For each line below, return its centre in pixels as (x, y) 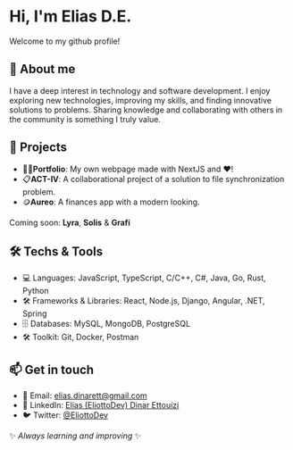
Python (35, 291)
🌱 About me (42, 69)
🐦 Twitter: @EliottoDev (65, 415)
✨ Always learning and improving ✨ (75, 436)
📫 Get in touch (52, 369)
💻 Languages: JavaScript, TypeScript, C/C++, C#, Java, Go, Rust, (144, 278)
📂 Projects (38, 148)
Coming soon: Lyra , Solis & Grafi (70, 222)
